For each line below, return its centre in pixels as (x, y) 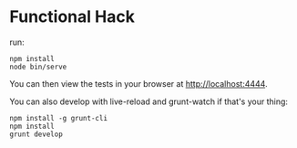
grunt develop (36, 134)
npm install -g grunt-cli (58, 118)
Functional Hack (72, 17)
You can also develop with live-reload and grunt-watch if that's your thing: (149, 101)
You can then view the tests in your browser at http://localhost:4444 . (138, 83)
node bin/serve (38, 67)
